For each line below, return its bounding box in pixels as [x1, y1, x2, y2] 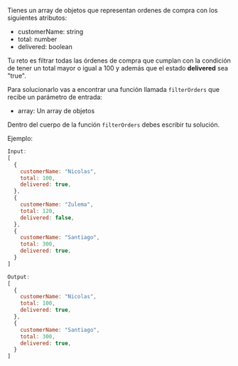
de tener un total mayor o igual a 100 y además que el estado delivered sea [7, 64, 229, 72]
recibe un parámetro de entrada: [7, 93, 103, 101]
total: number [17, 35, 58, 43]
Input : [7, 148, 27, 155]
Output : [7, 273, 31, 281]
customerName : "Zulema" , [20, 201, 94, 208]
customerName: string [17, 28, 84, 36]
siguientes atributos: [7, 14, 67, 22]
